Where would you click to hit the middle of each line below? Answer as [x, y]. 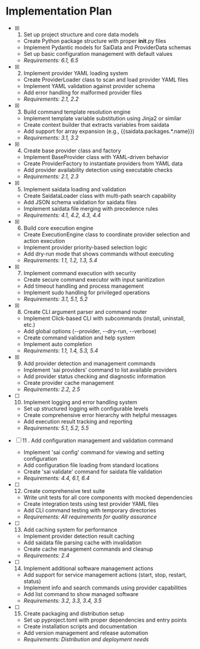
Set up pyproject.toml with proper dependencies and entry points [105, 620]
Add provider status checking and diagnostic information [95, 376]
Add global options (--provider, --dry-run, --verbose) [90, 331]
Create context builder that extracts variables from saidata [96, 124]
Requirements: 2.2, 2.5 [52, 389]
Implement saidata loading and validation [75, 189]
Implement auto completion [58, 344]
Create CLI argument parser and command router [85, 311]
